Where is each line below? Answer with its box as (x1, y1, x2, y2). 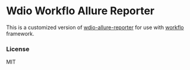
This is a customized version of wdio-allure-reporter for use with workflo (6, 24, 184, 31)
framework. (6, 30, 34, 37)
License (6, 44, 30, 53)
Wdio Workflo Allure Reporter (6, 4, 155, 18)
